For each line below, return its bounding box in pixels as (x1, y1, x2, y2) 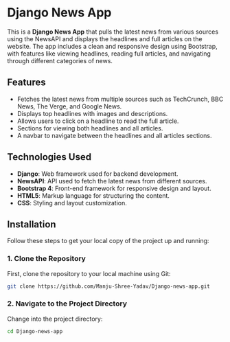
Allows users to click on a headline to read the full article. (16, 117, 179, 125)
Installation (7, 218, 56, 230)
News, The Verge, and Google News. (16, 102, 122, 111)
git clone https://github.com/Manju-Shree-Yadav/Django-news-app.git (7, 283, 211, 290)
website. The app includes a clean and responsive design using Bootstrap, (7, 42, 218, 50)
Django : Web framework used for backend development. (16, 170, 179, 178)
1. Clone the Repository (7, 254, 86, 264)
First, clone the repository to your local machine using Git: (7, 269, 171, 277)
